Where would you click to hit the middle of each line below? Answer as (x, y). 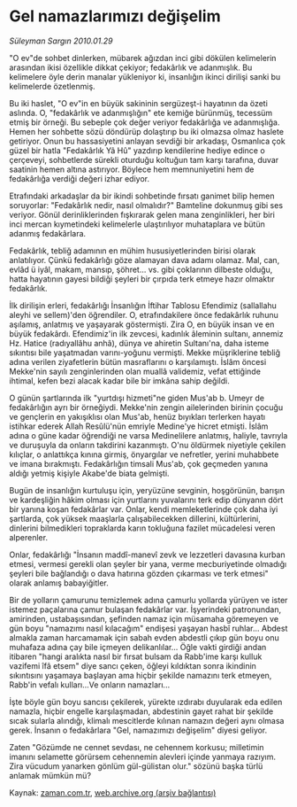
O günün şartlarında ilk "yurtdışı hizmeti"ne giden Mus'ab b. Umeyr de (137, 398)
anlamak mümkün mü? (50, 775)
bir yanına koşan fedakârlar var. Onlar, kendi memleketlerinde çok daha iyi (144, 509)
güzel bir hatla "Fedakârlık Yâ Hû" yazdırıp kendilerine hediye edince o (137, 150)
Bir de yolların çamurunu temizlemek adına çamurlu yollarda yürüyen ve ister (148, 600)
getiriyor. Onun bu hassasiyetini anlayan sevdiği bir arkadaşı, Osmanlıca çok (147, 141)
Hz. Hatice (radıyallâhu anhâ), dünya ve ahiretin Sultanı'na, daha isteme (139, 343)
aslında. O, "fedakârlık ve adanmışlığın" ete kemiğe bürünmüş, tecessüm (141, 113)
